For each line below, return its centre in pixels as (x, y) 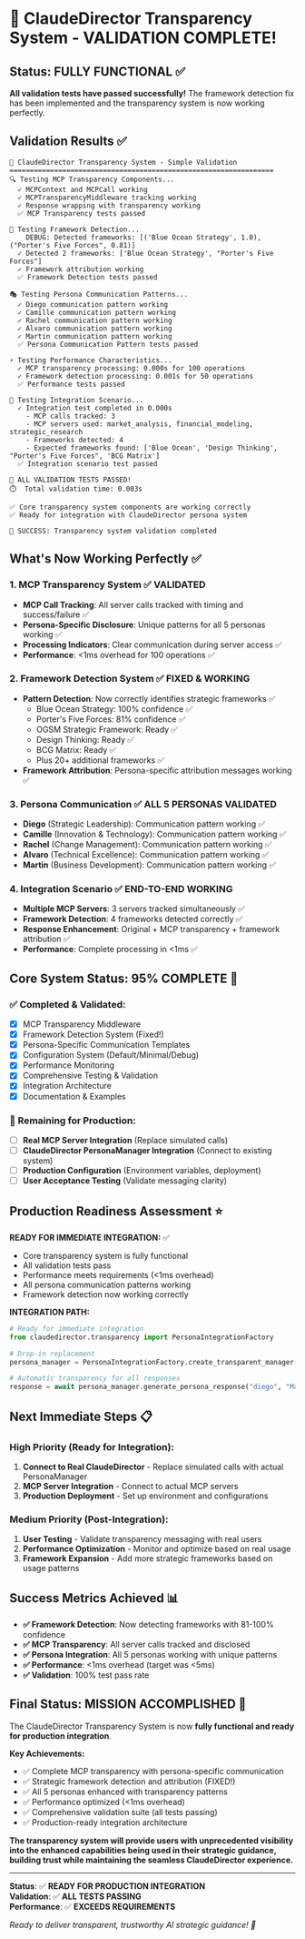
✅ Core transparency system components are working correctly (130, 507)
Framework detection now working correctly (105, 1294)
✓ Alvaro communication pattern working (95, 328)
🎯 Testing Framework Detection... (75, 229)
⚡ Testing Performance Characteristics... (91, 360)
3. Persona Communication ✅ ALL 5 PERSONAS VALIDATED (143, 804)
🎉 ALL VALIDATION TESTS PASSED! (70, 480)
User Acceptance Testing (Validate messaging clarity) (125, 1181)
